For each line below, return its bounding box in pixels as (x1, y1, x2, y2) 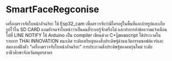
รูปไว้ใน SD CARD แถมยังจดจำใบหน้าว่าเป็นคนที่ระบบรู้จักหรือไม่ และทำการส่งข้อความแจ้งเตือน (6, 26, 167, 32)
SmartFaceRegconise (6, 4, 99, 15)
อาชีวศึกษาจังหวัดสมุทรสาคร (6, 49, 53, 55)
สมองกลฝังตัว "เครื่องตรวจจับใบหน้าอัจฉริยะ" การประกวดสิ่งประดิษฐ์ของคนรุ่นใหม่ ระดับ (6, 44, 153, 50)
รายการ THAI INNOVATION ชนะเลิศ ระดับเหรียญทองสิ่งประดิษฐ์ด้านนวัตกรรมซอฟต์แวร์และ (6, 37, 164, 44)
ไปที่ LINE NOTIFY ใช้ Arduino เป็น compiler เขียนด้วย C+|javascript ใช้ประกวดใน (6, 32, 161, 38)
